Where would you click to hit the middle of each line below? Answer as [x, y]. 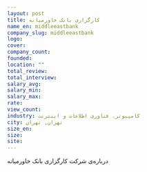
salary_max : [24, 97]
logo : [15, 39]
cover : [17, 45]
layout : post [26, 13]
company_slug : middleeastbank [51, 33]
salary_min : [24, 90]
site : [15, 142]
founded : [20, 58]
